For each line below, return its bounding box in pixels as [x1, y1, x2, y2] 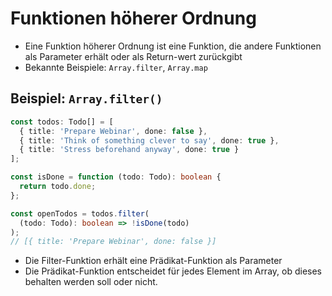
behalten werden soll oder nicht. [24, 276, 158, 288]
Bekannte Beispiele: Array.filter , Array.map [24, 61, 208, 73]
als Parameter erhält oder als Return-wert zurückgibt [24, 50, 243, 62]
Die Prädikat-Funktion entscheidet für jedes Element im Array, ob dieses [24, 265, 322, 277]
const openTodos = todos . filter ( [10, 208, 150, 219]
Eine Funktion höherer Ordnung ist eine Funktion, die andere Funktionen [24, 40, 322, 52]
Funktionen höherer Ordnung [10, 7, 257, 30]
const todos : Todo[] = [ [10, 117, 114, 127]
